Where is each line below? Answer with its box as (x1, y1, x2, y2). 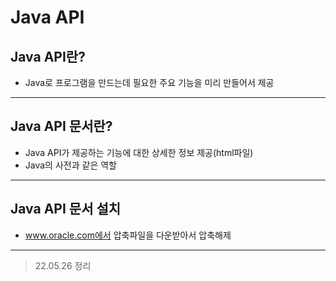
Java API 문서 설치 (10, 201, 122, 218)
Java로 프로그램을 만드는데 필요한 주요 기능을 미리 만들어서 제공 (24, 77, 275, 88)
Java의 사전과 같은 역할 (24, 159, 117, 171)
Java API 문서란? (10, 118, 113, 135)
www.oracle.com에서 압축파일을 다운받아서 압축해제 (24, 229, 232, 241)
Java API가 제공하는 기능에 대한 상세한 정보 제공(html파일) (24, 146, 254, 158)
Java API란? (10, 48, 86, 65)
